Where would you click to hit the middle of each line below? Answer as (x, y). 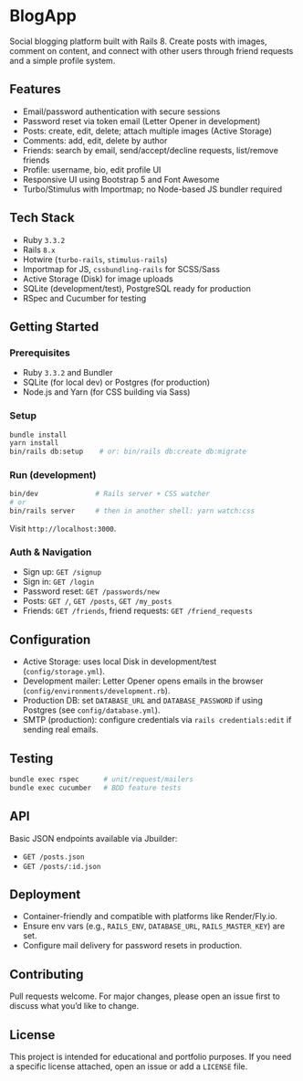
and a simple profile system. (63, 60)
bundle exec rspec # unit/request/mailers (102, 779)
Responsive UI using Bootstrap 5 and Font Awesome (121, 179)
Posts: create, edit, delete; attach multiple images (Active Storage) (147, 131)
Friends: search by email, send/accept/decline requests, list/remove (150, 150)
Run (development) (53, 475)
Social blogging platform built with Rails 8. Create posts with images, (138, 41)
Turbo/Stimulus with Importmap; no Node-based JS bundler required (152, 189)
